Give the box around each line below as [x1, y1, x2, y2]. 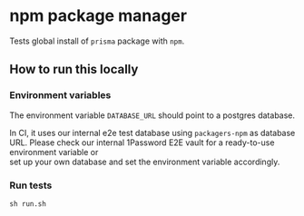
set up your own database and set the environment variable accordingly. [9, 156, 280, 167]
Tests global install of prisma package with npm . [9, 35, 185, 46]
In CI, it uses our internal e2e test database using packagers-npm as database [9, 127, 296, 138]
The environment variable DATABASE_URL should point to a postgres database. [9, 110, 296, 121]
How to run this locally [9, 62, 139, 77]
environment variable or [9, 146, 99, 157]
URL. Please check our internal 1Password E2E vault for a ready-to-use [9, 137, 275, 148]
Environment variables [9, 89, 112, 102]
